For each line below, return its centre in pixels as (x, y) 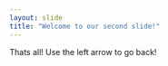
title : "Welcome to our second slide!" (85, 26)
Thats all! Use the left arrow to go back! (83, 52)
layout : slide (36, 18)
